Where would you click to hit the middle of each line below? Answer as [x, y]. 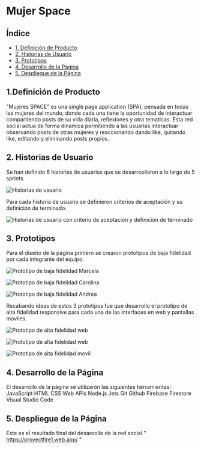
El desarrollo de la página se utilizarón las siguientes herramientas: [89, 387]
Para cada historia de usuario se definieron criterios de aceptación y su [94, 201]
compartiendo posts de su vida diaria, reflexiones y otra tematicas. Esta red [100, 119]
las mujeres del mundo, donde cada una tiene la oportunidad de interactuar [99, 113]
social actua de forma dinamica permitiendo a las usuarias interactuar [92, 126]
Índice [18, 33]
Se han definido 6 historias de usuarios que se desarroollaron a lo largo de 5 [100, 172]
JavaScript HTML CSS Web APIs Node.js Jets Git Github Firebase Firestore [99, 393]
